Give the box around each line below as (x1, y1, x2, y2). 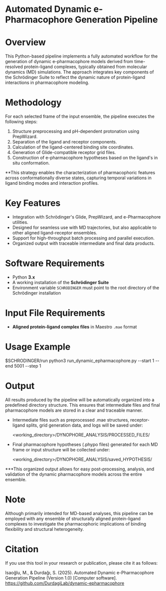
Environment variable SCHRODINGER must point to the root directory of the (12, 285, 160, 291)
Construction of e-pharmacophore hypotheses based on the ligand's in (12, 155, 158, 161)
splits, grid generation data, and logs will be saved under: (26, 422, 143, 428)
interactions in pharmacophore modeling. (5, 79, 90, 85)
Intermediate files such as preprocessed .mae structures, (12, 417, 129, 423)
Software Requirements (5, 258, 105, 269)
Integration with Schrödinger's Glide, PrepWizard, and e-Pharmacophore (12, 214, 161, 220)
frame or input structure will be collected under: (12, 446, 110, 452)
